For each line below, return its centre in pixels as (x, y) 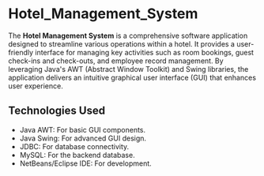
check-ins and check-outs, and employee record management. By (116, 61)
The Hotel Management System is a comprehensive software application (128, 36)
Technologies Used (57, 111)
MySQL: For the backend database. (77, 155)
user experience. (36, 86)
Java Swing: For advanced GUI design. (83, 138)
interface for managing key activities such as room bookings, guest (145, 52)
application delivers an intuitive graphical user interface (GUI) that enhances (132, 77)
